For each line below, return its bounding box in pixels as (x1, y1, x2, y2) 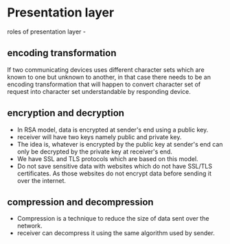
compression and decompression (7, 196, 154, 208)
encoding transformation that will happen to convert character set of (7, 80, 201, 88)
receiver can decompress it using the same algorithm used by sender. (16, 229, 215, 237)
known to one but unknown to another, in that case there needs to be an (7, 73, 211, 81)
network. (16, 221, 43, 230)
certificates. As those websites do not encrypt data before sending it (16, 169, 211, 178)
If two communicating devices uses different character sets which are (7, 65, 205, 73)
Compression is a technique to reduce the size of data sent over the (16, 215, 209, 223)
